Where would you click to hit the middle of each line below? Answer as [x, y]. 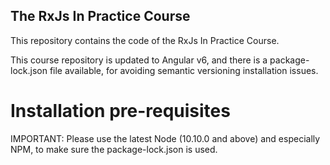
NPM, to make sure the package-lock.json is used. [114, 149]
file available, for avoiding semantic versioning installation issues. [184, 70]
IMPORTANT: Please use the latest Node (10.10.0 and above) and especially [165, 138]
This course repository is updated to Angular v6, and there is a [139, 60]
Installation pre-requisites [120, 111]
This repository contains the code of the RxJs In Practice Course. [145, 40]
